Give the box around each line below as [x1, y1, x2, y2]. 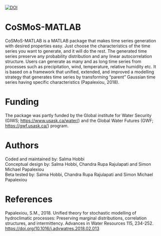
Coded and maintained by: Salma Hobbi [5, 156, 85, 162]
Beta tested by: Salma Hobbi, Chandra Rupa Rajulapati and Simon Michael [5, 171, 153, 177]
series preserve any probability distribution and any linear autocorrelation [5, 53, 152, 59]
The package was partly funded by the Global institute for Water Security [5, 112, 152, 118]
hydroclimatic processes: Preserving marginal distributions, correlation [5, 215, 147, 221]
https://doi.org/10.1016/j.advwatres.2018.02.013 [5, 225, 100, 231]
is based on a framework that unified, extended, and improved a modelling [5, 69, 154, 75]
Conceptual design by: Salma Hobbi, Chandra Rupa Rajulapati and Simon [5, 161, 151, 167]
